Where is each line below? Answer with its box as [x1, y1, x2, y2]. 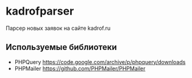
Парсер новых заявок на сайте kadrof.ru [5, 24, 111, 32]
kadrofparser [5, 4, 74, 18]
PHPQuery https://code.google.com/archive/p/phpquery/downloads [14, 58, 186, 65]
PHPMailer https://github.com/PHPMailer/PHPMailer [14, 65, 146, 72]
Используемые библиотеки [5, 42, 117, 52]
